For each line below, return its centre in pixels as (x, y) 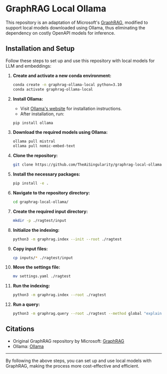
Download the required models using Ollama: (60, 132)
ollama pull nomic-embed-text (44, 146)
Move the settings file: (36, 267)
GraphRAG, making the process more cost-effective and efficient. (73, 366)
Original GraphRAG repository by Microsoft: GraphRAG (68, 341)
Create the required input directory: (50, 211)
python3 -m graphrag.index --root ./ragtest (59, 295)
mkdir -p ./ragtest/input (39, 220)
